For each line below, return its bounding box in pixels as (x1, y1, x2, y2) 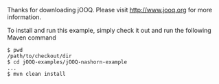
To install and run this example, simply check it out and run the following (7, 27, 211, 34)
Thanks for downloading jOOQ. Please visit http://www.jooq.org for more (7, 6, 213, 14)
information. (7, 13, 42, 21)
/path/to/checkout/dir (7, 53, 72, 59)
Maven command (7, 33, 56, 42)
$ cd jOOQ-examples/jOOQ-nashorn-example (7, 59, 128, 66)
